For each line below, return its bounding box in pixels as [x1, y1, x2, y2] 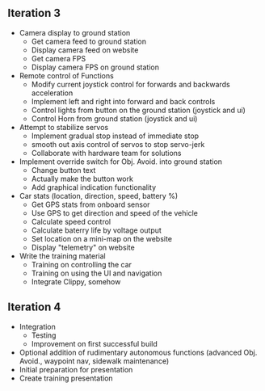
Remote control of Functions [19, 70, 114, 80]
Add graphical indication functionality [31, 182, 157, 192]
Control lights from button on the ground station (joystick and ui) [31, 105, 246, 115]
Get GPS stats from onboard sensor [31, 200, 150, 209]
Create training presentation [19, 373, 114, 383]
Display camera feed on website [31, 44, 139, 55]
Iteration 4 [7, 301, 61, 314]
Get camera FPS [31, 53, 86, 63]
